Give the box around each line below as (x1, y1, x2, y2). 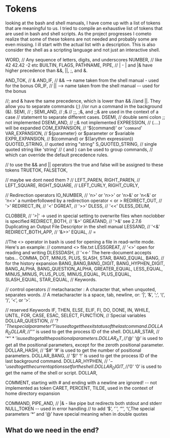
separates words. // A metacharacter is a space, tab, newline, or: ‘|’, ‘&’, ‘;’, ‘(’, (5, 291, 165, 297)
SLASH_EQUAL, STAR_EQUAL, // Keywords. (5, 276, 97, 282)
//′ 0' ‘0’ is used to (125, 363, 162, 369)
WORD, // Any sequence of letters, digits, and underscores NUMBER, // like (5, 56, 162, 62)
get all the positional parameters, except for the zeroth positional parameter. (5, 342, 164, 348)
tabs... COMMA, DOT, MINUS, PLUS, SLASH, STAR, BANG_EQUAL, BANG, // (5, 255, 164, 261)
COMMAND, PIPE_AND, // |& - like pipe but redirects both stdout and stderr (5, 400, 162, 407)
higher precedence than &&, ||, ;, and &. (5, 67, 88, 74)
